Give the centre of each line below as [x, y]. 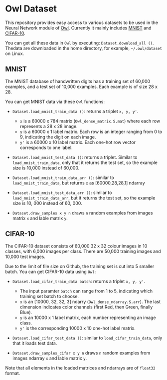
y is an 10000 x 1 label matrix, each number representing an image [88, 317]
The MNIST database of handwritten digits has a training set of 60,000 [78, 81]
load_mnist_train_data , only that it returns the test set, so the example [85, 162]
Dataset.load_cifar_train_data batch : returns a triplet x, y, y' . [79, 281]
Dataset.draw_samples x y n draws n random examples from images [83, 212]
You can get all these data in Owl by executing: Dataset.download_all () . [80, 42]
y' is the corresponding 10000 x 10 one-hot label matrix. [78, 328]
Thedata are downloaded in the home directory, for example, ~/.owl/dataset [84, 48]
